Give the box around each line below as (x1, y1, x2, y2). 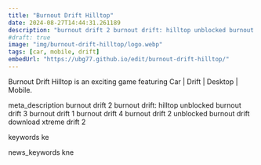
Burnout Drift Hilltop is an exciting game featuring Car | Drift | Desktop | (8, 76, 238, 86)
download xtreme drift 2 (8, 117, 86, 126)
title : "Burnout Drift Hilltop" (8, 11, 114, 20)
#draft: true (8, 33, 51, 42)
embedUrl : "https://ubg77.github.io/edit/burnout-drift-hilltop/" (8, 56, 230, 64)
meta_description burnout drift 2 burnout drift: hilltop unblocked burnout (8, 100, 241, 110)
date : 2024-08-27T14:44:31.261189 (8, 19, 121, 27)
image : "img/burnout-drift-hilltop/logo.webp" (8, 41, 163, 49)
